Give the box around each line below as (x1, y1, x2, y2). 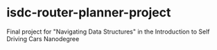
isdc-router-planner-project (6, 5, 171, 21)
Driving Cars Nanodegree (6, 34, 80, 42)
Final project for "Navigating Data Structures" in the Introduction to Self (6, 27, 210, 36)
